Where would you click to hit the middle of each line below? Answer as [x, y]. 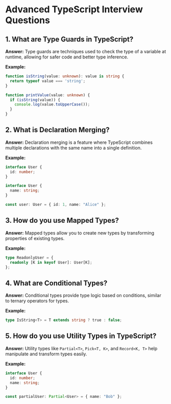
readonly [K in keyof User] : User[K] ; [51, 262]
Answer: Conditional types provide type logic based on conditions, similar [83, 295]
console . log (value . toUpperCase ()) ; [52, 104]
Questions [28, 20]
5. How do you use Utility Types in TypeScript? [81, 336]
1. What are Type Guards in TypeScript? [69, 39]
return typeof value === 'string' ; [48, 81]
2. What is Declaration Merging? [57, 130]
